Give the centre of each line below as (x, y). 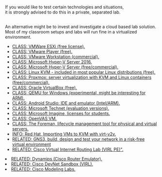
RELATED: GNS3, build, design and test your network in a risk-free (78, 139)
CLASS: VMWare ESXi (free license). (49, 46)
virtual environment (32, 144)
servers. (20, 129)
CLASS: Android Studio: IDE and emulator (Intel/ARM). (66, 103)
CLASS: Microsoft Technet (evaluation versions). (60, 108)
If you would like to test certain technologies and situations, (65, 7)
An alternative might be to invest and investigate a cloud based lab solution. (81, 27)
